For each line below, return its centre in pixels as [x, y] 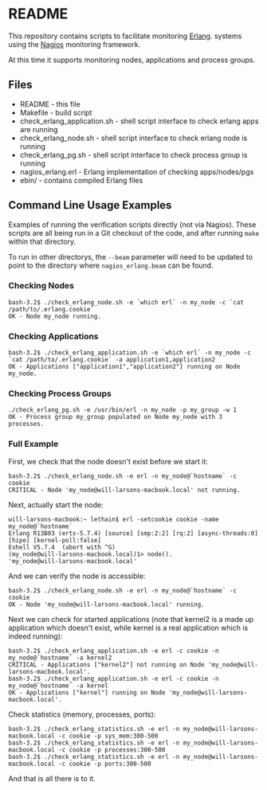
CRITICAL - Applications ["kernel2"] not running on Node [106, 665]
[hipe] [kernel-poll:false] [55, 540]
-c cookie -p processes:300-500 [112, 749]
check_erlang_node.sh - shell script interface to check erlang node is [133, 138]
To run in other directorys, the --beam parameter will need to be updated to [131, 256]
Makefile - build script [56, 112]
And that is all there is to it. [52, 778]
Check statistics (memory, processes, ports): [82, 714]
